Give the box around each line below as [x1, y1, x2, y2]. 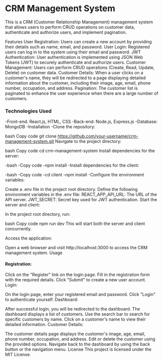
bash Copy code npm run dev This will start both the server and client [5, 221, 145, 226]
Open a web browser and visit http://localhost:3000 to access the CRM [5, 245, 147, 251]
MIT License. [5, 352, 31, 358]
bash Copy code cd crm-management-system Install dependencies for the [5, 148, 155, 154]
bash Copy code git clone [5, 133, 57, 139]
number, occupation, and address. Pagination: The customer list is [5, 85, 138, 91]
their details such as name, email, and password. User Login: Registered [5, 44, 150, 50]
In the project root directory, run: [5, 211, 71, 217]
